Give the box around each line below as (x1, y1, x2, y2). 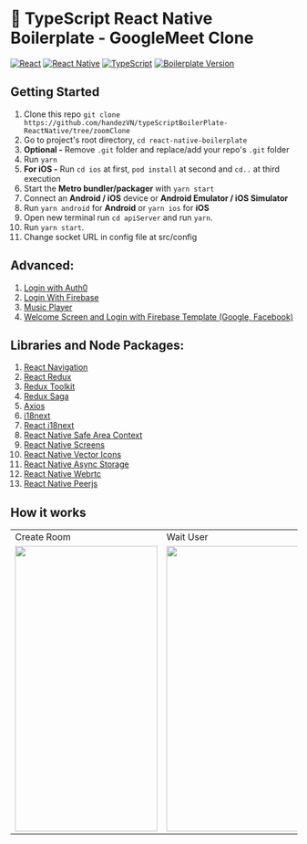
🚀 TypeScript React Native (10, 8, 213, 29)
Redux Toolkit (23, 381, 76, 392)
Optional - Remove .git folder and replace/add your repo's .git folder (23, 143, 290, 154)
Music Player (23, 301, 73, 312)
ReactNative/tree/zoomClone (23, 126, 130, 135)
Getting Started (10, 84, 100, 100)
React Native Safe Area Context (23, 429, 143, 441)
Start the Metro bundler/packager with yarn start (23, 183, 215, 194)
